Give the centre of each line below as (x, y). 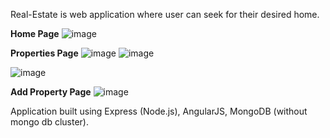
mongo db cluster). (50, 122)
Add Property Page (51, 92)
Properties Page (44, 53)
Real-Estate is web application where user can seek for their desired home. (165, 14)
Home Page (35, 33)
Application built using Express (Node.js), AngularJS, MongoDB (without (159, 111)
